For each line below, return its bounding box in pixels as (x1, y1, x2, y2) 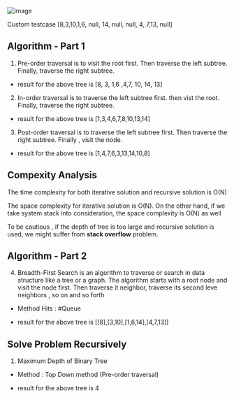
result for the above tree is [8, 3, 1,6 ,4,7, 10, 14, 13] (17, 80, 163, 88)
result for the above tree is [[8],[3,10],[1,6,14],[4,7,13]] (17, 318, 169, 327)
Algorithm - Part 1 (7, 41, 85, 52)
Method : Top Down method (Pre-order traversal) (17, 371, 159, 379)
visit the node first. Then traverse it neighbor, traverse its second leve (17, 283, 218, 292)
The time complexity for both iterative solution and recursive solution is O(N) (7, 187, 227, 196)
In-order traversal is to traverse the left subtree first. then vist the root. (17, 93, 220, 101)
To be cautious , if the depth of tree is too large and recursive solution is (7, 222, 214, 231)
